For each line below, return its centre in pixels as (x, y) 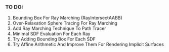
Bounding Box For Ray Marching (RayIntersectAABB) (67, 18)
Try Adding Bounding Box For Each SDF (54, 39)
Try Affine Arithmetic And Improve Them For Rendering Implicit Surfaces (88, 44)
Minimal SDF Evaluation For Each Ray (51, 34)
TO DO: (14, 7)
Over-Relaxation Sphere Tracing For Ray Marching (65, 23)
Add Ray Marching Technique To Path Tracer (59, 28)
